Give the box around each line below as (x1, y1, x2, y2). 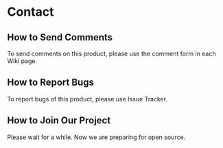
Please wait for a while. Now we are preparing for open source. (7, 133, 186, 141)
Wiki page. (7, 57, 38, 65)
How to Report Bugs (7, 77, 95, 88)
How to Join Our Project (7, 114, 111, 127)
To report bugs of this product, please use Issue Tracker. (7, 95, 168, 103)
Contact (7, 4, 54, 20)
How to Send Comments (7, 32, 113, 43)
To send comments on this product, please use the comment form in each (7, 49, 216, 58)
